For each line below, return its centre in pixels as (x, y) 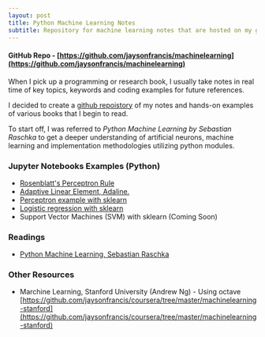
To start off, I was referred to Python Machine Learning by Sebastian (120, 129)
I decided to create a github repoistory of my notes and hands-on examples (131, 105)
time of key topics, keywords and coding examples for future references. (126, 90)
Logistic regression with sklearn (71, 208)
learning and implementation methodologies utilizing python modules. (121, 145)
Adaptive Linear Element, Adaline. (75, 191)
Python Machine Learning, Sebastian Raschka (94, 254)
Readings (27, 237)
